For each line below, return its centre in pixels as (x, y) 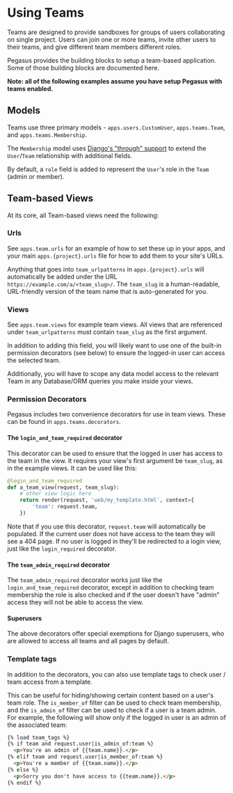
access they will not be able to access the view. (75, 602)
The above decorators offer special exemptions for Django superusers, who (116, 634)
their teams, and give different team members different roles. (95, 47)
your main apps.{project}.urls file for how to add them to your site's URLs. (116, 256)
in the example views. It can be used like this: (72, 468)
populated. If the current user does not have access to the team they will (111, 533)
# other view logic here (56, 494)
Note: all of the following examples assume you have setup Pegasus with (115, 81)
